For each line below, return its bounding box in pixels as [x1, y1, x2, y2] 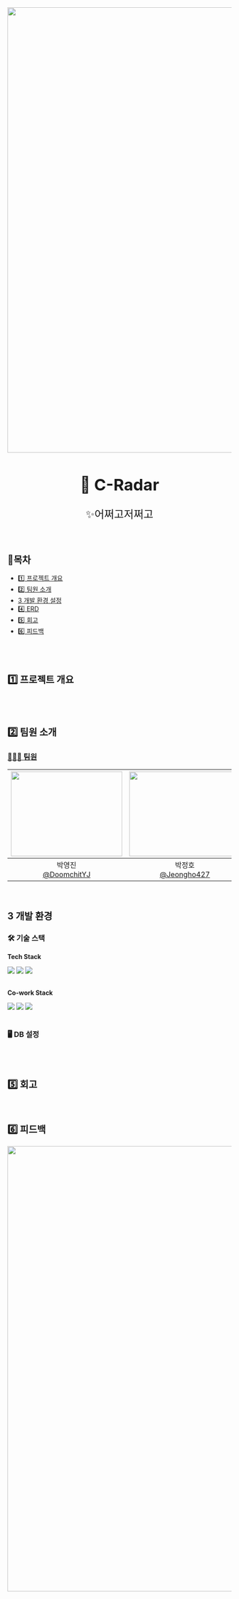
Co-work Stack [7, 988, 53, 997]
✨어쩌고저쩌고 [85, 507, 154, 521]
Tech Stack [7, 952, 41, 961]
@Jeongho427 [159, 869, 211, 879]
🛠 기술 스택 [7, 933, 46, 943]
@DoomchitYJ [42, 869, 91, 879]
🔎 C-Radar [79, 475, 160, 495]
